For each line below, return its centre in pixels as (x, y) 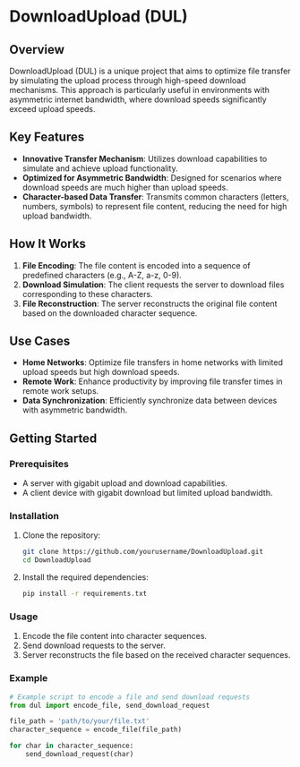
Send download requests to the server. (94, 645)
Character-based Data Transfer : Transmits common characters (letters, (155, 196)
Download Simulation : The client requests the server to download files (153, 285)
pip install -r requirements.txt (85, 594)
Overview (37, 50)
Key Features (47, 137)
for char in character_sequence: (72, 746)
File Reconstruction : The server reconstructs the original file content (150, 303)
